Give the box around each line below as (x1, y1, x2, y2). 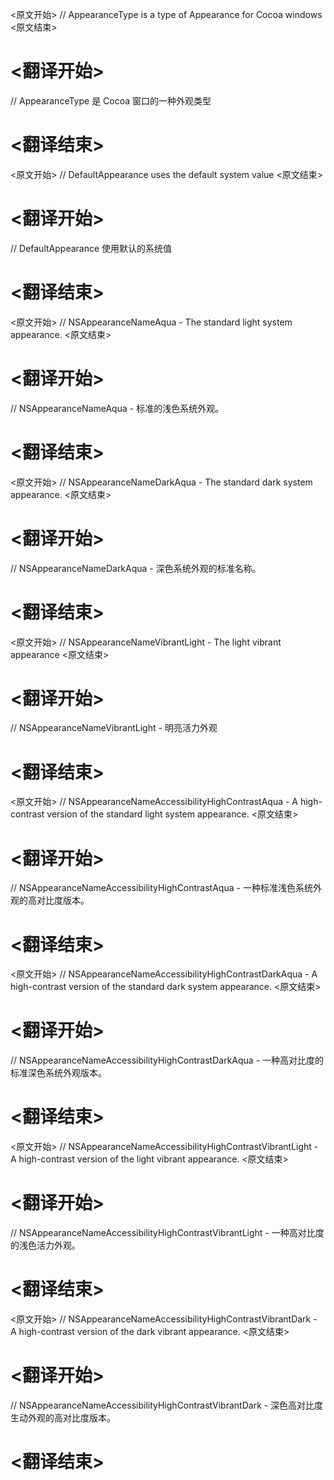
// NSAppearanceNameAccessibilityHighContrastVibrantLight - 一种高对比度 (10, 1227, 325, 1239)
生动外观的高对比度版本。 (10, 1411, 116, 1423)
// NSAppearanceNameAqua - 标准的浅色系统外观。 (10, 402, 225, 414)
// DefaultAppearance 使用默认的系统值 (10, 242, 173, 254)
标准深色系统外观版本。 (10, 1067, 107, 1079)
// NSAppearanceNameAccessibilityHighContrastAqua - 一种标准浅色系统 (10, 882, 313, 894)
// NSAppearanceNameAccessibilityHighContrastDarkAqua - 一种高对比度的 (10, 1054, 325, 1067)
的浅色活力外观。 (10, 1239, 81, 1252)
